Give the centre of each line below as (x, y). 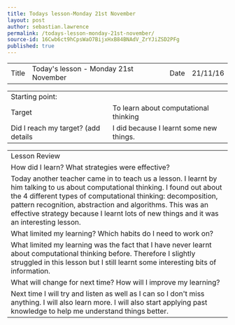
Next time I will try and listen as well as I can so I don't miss (108, 294)
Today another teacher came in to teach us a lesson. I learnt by (114, 179)
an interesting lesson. (46, 222)
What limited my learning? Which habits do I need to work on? (112, 233)
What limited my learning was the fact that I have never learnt (111, 245)
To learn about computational (161, 108)
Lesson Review (36, 156)
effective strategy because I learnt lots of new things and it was (115, 213)
